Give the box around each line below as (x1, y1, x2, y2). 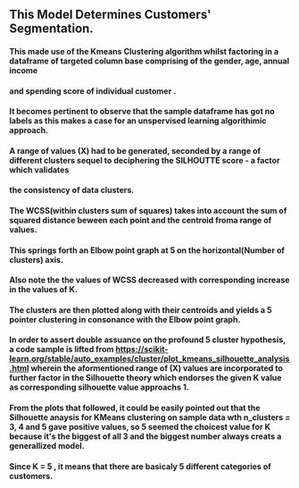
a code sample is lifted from (9, 344, 114, 355)
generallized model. (9, 440, 85, 450)
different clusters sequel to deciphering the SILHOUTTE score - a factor (9, 155, 280, 165)
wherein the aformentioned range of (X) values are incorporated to (30, 363, 284, 374)
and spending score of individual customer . (9, 85, 177, 97)
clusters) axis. (9, 254, 64, 265)
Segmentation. (9, 21, 94, 37)
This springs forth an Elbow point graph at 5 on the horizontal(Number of (9, 245, 286, 256)
